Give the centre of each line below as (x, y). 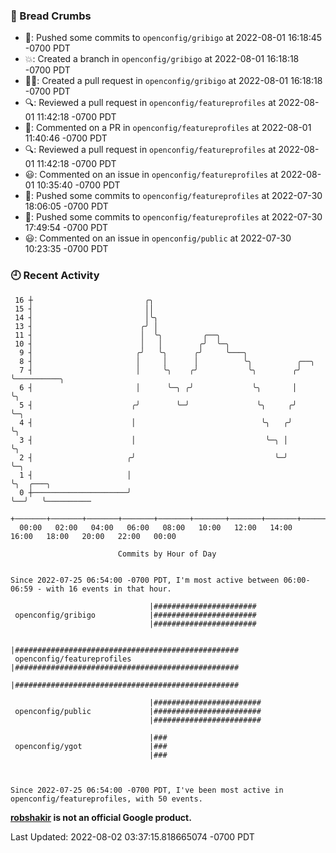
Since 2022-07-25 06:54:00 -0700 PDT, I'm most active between (145, 580)
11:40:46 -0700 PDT (66, 138)
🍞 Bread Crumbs (51, 16)
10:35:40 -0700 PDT (78, 185)
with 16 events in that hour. (109, 589)
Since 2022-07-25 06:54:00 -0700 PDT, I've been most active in (147, 790)
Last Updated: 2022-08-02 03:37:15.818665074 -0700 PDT (132, 836)
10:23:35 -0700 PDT (66, 249)
